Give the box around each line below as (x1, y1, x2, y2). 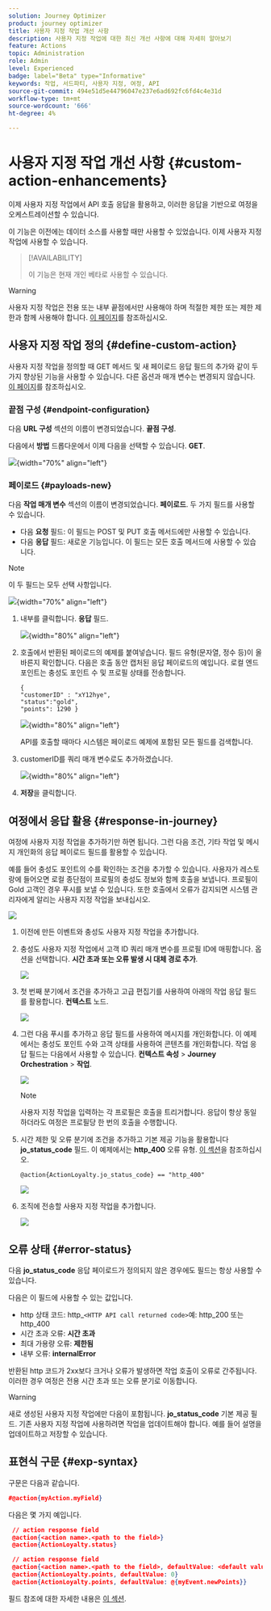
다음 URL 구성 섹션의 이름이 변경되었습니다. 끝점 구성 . (8, 424, 177, 433)
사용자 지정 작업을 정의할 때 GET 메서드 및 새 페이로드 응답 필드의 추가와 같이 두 (8, 361, 259, 371)
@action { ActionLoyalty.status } (11, 1541, 117, 1549)
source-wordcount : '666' (8, 102, 92, 110)
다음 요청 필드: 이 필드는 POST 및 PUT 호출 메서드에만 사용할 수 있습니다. (19, 527, 251, 537)
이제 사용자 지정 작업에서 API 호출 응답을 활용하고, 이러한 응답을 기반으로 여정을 (8, 199, 258, 209)
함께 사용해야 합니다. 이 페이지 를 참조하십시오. (23, 312, 168, 322)
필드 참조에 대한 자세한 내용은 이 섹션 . (8, 1593, 127, 1603)
